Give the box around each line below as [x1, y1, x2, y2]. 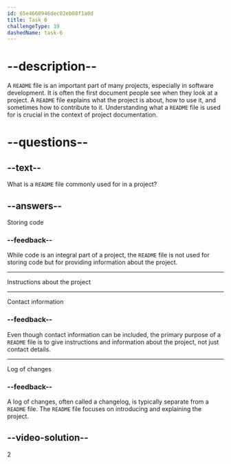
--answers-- [7, 200, 62, 211]
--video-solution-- [7, 432, 89, 443]
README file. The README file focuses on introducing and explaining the [7, 404, 201, 413]
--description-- [7, 59, 98, 74]
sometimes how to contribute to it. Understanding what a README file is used [7, 104, 221, 112]
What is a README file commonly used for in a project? [7, 180, 157, 189]
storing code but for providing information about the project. [7, 258, 178, 266]
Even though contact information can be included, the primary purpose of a [7, 330, 221, 338]
